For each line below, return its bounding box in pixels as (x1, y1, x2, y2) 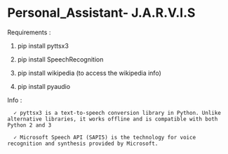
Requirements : (7, 28, 51, 36)
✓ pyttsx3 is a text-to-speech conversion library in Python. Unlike (13, 109, 221, 116)
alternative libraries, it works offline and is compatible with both (7, 115, 218, 122)
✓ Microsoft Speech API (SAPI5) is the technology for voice (13, 134, 196, 141)
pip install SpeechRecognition (17, 55, 104, 64)
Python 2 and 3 (7, 121, 52, 129)
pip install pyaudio (17, 82, 71, 90)
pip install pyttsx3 (17, 41, 69, 50)
